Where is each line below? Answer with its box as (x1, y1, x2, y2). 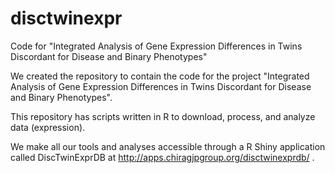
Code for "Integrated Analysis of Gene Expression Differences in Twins (10, 40, 303, 52)
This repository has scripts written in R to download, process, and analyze (10, 110, 316, 122)
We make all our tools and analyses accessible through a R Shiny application (10, 140, 326, 152)
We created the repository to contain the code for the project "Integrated (10, 70, 310, 82)
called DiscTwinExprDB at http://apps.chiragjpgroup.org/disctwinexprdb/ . (10, 151, 315, 163)
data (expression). (10, 121, 86, 133)
